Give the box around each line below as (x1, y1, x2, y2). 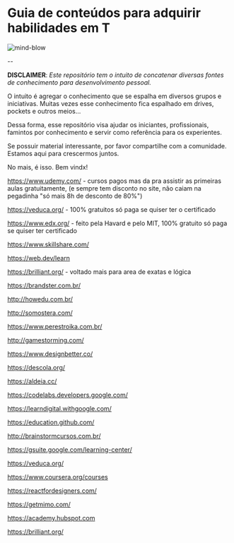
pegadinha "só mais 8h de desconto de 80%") (7, 191, 143, 200)
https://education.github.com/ (7, 418, 95, 426)
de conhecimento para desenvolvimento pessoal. (7, 78, 152, 86)
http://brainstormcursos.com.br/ (7, 431, 101, 440)
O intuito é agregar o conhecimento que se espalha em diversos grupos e (7, 92, 222, 100)
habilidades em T (7, 20, 111, 36)
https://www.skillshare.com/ (7, 240, 90, 249)
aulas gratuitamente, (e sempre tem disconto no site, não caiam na (7, 184, 201, 192)
